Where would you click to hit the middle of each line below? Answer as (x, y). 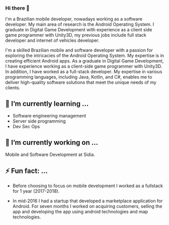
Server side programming (39, 121)
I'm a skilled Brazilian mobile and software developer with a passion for (79, 50)
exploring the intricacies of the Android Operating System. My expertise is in (85, 55)
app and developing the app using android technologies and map (80, 211)
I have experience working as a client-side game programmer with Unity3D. (84, 66)
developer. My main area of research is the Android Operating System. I (80, 24)
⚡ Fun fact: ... (26, 171)
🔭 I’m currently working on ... (52, 143)
